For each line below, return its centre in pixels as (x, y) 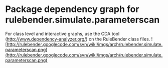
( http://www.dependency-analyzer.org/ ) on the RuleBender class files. (78, 39)
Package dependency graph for (72, 9)
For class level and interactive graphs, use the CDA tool (62, 33)
